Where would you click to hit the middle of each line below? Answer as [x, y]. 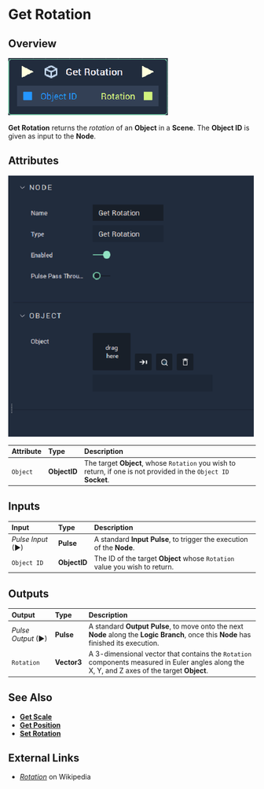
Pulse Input [30, 539]
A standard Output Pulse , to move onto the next [166, 626]
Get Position [40, 724]
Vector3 [68, 662]
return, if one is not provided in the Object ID [156, 471]
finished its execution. [124, 643]
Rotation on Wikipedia [55, 777]
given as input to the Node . [52, 136]
